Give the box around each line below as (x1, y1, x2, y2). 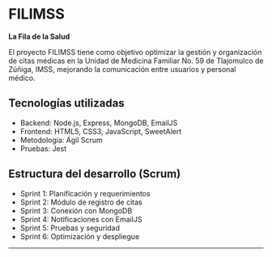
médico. (8, 73, 36, 82)
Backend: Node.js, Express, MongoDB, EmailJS (19, 118, 178, 128)
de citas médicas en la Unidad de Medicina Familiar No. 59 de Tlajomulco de (8, 56, 264, 65)
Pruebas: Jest (19, 143, 67, 154)
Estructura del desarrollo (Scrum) (8, 167, 181, 181)
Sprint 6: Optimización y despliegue (19, 231, 140, 241)
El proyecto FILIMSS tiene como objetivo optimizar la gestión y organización (8, 47, 262, 57)
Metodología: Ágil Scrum (19, 135, 103, 145)
